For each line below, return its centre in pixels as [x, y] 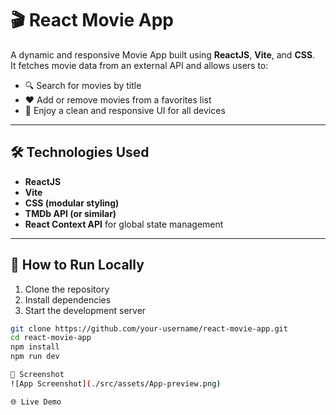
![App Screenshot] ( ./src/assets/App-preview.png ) [116, 383]
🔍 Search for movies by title [83, 85]
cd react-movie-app [51, 338]
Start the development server [85, 310]
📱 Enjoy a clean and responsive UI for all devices [125, 110]
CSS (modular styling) [72, 203]
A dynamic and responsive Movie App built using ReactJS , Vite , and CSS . [163, 54]
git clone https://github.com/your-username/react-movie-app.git [149, 328]
